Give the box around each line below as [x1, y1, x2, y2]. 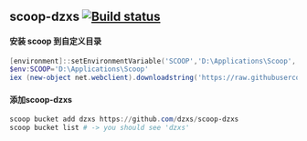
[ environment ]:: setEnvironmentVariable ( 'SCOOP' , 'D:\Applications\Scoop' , [9, 56, 297, 65]
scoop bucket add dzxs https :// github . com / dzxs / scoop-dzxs [9, 115, 239, 124]
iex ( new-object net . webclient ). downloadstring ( [9, 74, 198, 83]
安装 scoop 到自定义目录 [9, 35, 102, 46]
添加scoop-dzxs [9, 94, 73, 105]
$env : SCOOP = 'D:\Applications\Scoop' [9, 65, 149, 74]
